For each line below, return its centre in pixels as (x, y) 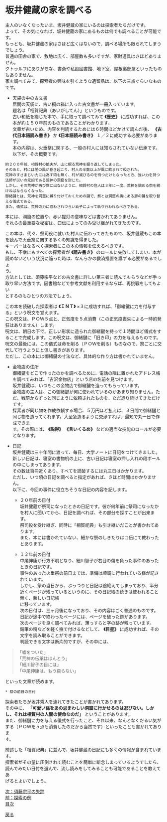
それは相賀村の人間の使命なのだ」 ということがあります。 (73, 714)
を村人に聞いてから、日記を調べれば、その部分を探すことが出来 (85, 512)
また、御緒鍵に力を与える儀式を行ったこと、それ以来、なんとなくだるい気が (83, 720)
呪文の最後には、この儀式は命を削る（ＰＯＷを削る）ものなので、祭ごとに (81, 343)
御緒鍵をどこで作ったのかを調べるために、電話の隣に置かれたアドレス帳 (86, 373)
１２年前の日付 (35, 554)
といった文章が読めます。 (31, 681)
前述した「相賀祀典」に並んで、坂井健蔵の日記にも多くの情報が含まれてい (81, 749)
